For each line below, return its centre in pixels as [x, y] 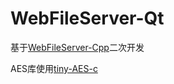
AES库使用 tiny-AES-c [54, 68]
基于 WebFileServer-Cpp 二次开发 [77, 47]
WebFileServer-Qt [87, 18]
